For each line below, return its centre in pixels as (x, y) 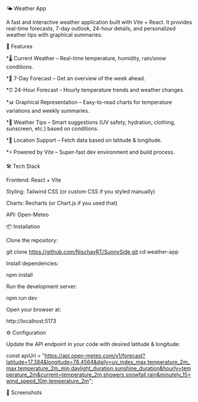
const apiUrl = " (26, 356)
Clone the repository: (32, 240)
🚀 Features (19, 46)
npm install (20, 275)
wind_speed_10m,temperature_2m (48, 381)
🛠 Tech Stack (23, 166)
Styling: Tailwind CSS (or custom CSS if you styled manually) (81, 191)
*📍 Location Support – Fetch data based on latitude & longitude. (84, 140)
